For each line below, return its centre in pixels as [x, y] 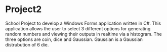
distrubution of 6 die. [27, 44]
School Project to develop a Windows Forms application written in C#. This [83, 23]
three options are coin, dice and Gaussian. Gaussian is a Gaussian [74, 39]
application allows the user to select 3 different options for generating [78, 28]
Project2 [24, 9]
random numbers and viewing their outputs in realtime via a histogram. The [83, 34]
